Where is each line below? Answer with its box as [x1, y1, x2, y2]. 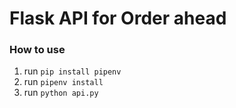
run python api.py [23, 87, 99, 99]
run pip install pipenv [23, 65, 122, 77]
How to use [9, 43, 66, 57]
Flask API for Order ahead [9, 7, 227, 30]
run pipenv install [23, 76, 104, 88]
